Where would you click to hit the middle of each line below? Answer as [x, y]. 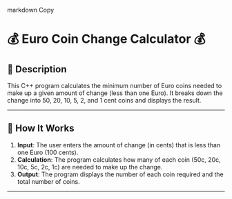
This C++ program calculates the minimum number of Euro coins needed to [115, 86]
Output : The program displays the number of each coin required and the [120, 174]
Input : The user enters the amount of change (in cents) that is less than [119, 145]
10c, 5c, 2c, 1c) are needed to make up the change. [90, 167]
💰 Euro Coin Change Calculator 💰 [106, 39]
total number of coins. [49, 181]
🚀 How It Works [41, 128]
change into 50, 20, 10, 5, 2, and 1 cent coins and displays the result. [104, 100]
